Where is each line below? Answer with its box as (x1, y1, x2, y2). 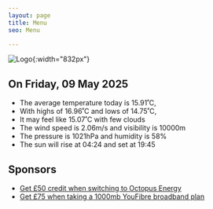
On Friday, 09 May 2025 (8, 77, 129, 90)
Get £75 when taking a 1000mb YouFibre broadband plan (19, 192, 205, 201)
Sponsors (8, 163, 57, 176)
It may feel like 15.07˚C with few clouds (19, 115, 145, 124)
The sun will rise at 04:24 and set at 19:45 (19, 140, 156, 149)
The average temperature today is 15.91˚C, (19, 98, 157, 108)
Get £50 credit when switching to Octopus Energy (19, 184, 182, 192)
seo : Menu (8, 26, 41, 34)
